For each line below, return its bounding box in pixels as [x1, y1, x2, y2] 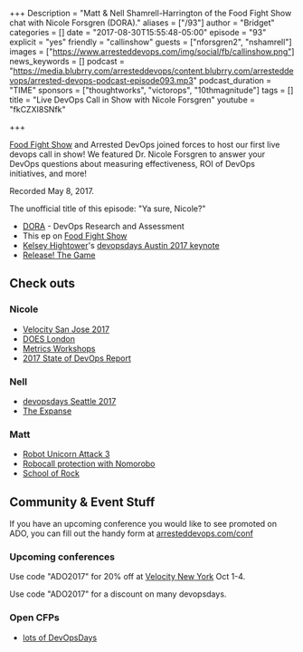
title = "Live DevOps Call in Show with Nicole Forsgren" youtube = [9, 94, 256, 105]
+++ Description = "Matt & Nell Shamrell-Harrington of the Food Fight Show [9, 8, 292, 18]
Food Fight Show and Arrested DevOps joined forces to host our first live [9, 140, 280, 150]
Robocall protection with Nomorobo [22, 458, 156, 470]
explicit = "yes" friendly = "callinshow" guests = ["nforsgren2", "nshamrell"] [9, 36, 292, 47]
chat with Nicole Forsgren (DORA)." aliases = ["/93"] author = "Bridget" [9, 17, 275, 28]
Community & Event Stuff [9, 494, 156, 510]
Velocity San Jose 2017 [22, 324, 110, 335]
